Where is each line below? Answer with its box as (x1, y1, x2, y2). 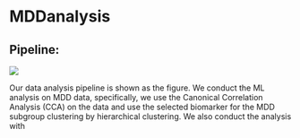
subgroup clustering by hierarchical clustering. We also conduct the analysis (9, 111, 292, 122)
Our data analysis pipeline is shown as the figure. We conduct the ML (9, 82, 266, 93)
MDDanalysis (9, 6, 111, 27)
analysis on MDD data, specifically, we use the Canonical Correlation (9, 92, 263, 102)
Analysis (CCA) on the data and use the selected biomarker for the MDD (9, 101, 276, 112)
